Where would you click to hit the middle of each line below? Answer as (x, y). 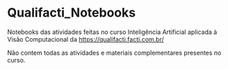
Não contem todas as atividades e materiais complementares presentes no (114, 53)
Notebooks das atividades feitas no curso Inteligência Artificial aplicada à (112, 32)
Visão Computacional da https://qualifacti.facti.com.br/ (86, 39)
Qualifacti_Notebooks (72, 13)
